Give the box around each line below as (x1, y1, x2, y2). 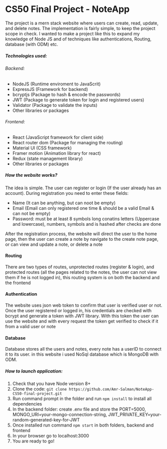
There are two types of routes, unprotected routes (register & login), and (5, 264, 154, 270)
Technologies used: (5, 52, 47, 58)
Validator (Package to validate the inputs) (12, 102, 97, 108)
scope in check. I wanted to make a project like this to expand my (5, 30, 140, 36)
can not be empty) (12, 210, 51, 216)
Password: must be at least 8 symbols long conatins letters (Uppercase (12, 216, 159, 222)
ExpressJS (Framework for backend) (12, 86, 88, 92)
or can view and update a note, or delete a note (5, 241, 103, 247)
